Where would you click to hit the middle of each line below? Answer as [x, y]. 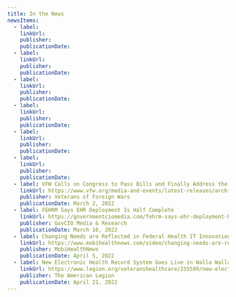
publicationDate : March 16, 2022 [69, 229]
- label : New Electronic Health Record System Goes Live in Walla [113, 263]
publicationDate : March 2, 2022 [67, 204]
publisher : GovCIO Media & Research [74, 223]
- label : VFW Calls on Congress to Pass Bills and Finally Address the [121, 184]
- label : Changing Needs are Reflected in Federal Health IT [105, 236]
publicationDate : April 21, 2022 [69, 282]
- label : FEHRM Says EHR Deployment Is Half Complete [94, 210]
